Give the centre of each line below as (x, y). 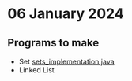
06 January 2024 (66, 14)
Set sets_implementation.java (67, 61)
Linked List (36, 70)
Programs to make (53, 43)
